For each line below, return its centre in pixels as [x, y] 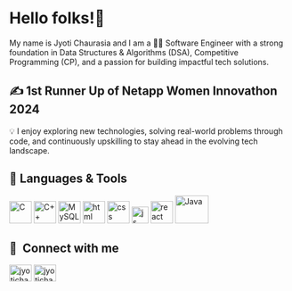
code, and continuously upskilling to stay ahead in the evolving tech [134, 141]
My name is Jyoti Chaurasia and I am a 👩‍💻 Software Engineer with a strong [146, 43]
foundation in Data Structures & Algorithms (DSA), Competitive [124, 52]
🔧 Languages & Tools [68, 179]
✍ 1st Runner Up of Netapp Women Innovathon [143, 91]
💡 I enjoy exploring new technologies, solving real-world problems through [146, 131]
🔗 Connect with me [64, 248]
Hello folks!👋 [57, 18]
